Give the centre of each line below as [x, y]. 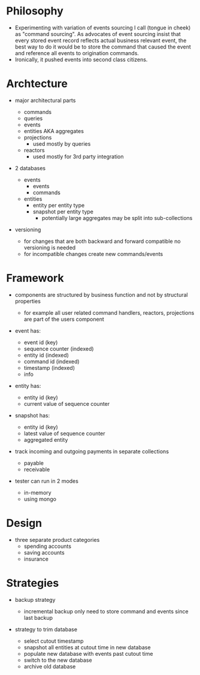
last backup [38, 617]
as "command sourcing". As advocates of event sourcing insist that [98, 34]
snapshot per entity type [63, 212]
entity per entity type [59, 205]
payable [34, 463]
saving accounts [44, 552]
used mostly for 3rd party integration [78, 156]
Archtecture [37, 84]
